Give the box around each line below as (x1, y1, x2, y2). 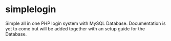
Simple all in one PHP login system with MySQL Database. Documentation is (5, 20, 166, 26)
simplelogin (5, 4, 56, 15)
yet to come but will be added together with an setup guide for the (5, 25, 145, 31)
